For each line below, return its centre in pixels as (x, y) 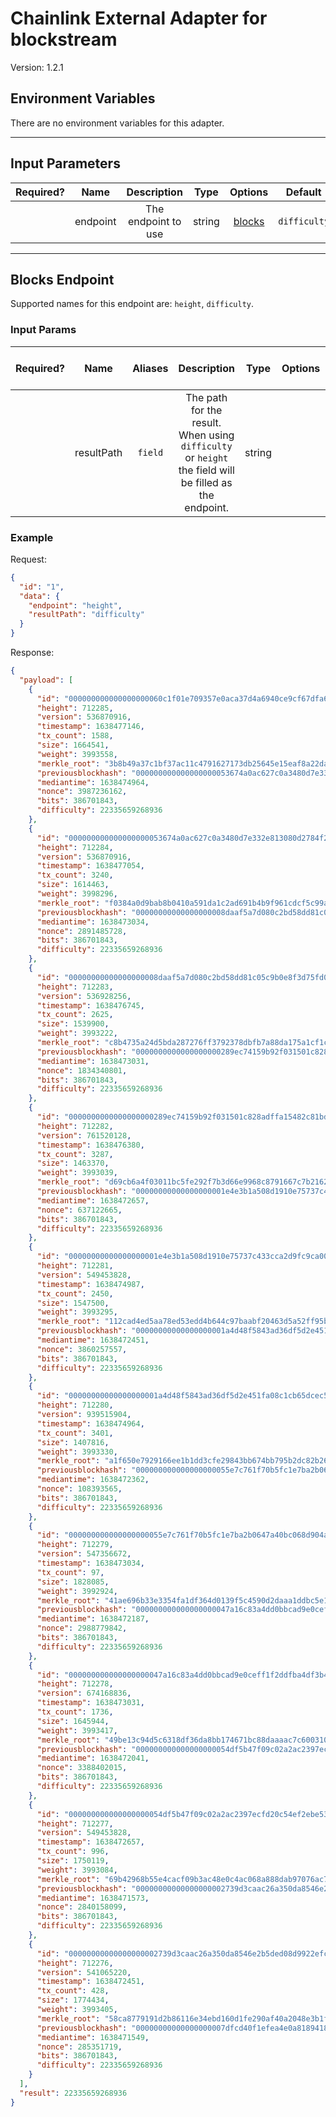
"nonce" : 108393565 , (79, 1489)
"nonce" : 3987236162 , (82, 792)
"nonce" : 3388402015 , (82, 1768)
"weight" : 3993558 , (77, 754)
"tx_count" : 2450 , (75, 1293)
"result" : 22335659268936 (73, 2093)
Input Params (43, 330)
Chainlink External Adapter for (139, 18)
